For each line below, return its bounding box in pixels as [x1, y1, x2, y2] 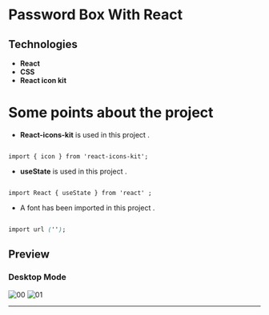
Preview [8, 248, 50, 261]
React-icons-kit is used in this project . [19, 130, 151, 139]
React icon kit [19, 76, 66, 85]
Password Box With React [8, 6, 183, 24]
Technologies [8, 38, 78, 51]
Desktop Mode [8, 272, 66, 283]
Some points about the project [8, 104, 214, 122]
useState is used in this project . [19, 166, 127, 176]
